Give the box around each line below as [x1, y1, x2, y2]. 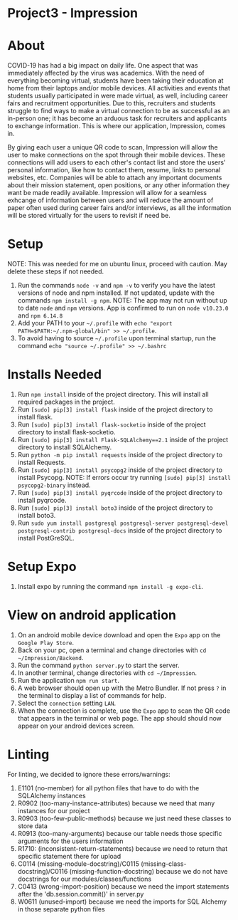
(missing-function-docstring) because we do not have [69, 867, 228, 875]
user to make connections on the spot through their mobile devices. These [7, 151, 226, 160]
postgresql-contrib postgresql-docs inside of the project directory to [17, 526, 222, 535]
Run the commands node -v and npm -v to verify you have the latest [17, 281, 215, 290]
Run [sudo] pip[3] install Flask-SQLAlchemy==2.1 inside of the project [17, 436, 229, 444]
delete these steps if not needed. [7, 267, 104, 276]
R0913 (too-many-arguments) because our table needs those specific [17, 829, 222, 837]
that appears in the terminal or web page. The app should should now [17, 713, 222, 722]
